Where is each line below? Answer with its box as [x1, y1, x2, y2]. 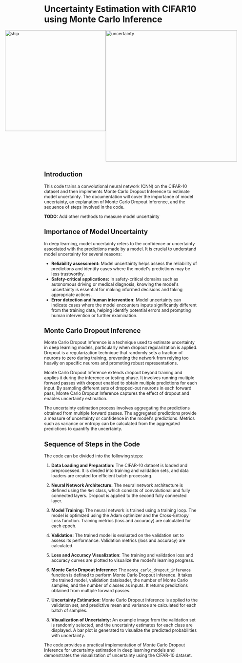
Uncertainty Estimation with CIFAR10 [44, 3, 197, 15]
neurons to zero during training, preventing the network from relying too [44, 355, 189, 361]
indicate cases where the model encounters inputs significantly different [51, 302, 197, 308]
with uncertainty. [51, 633, 85, 639]
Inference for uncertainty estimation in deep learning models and [44, 647, 175, 653]
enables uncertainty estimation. [44, 396, 108, 402]
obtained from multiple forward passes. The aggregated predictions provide [44, 410, 197, 416]
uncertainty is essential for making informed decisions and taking [51, 286, 183, 292]
